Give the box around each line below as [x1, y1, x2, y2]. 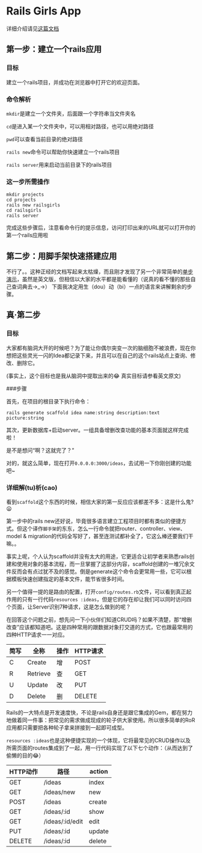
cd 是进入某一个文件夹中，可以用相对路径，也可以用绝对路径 [6, 122, 155, 130]
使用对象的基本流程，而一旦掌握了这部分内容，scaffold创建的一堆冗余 [16, 560, 190, 568]
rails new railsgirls [6, 202, 61, 208]
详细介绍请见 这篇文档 [6, 25, 59, 32]
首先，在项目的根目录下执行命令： [6, 397, 91, 405]
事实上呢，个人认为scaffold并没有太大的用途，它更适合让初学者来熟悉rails [6, 553, 189, 560]
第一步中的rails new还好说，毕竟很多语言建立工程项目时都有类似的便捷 [6, 518, 182, 525]
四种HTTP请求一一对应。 [6, 631, 68, 639]
